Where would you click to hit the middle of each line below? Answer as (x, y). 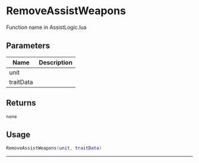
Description (56, 62)
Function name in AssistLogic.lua (46, 27)
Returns (21, 103)
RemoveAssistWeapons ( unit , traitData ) (54, 148)
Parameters (28, 46)
